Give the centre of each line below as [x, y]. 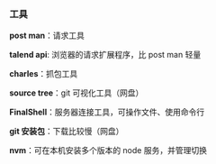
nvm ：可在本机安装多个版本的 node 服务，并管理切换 [108, 150]
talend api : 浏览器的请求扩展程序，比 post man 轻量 [105, 55]
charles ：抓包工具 [44, 74]
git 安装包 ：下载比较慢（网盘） [67, 132]
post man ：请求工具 [47, 36]
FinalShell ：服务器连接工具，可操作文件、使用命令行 [107, 112]
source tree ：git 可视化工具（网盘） [76, 93]
